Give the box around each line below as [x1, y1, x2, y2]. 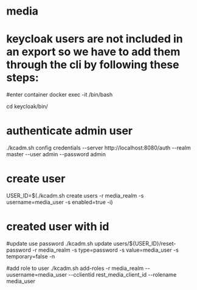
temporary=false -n [6, 252, 55, 260]
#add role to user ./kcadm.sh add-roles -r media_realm [6, 264, 144, 272]
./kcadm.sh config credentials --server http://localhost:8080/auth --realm [6, 144, 191, 151]
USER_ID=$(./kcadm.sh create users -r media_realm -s [6, 192, 144, 199]
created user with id [6, 220, 109, 233]
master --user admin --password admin [6, 151, 106, 158]
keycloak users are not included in [6, 32, 184, 46]
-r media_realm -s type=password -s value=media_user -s [32, 246, 179, 254]
